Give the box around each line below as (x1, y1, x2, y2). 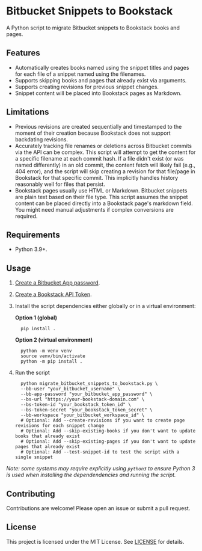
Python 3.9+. (14, 245, 47, 253)
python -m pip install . (20, 359, 83, 365)
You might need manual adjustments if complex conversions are (14, 206, 174, 213)
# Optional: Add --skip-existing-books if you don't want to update (20, 428, 196, 434)
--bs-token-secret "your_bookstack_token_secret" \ (20, 407, 153, 413)
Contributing (6, 488, 55, 499)
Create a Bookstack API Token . (14, 291, 92, 298)
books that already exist (14, 433, 80, 440)
